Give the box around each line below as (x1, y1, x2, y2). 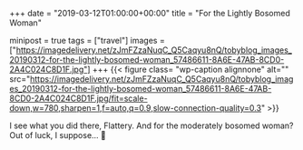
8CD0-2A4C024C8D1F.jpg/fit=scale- (9, 93, 148, 104)
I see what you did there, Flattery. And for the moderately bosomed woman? (9, 120, 294, 131)
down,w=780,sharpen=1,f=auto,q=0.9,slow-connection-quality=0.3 (9, 103, 261, 113)
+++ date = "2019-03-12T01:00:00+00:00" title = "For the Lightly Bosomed (9, 8, 290, 18)
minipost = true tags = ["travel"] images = (9, 35, 165, 45)
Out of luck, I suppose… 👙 (9, 130, 107, 140)
